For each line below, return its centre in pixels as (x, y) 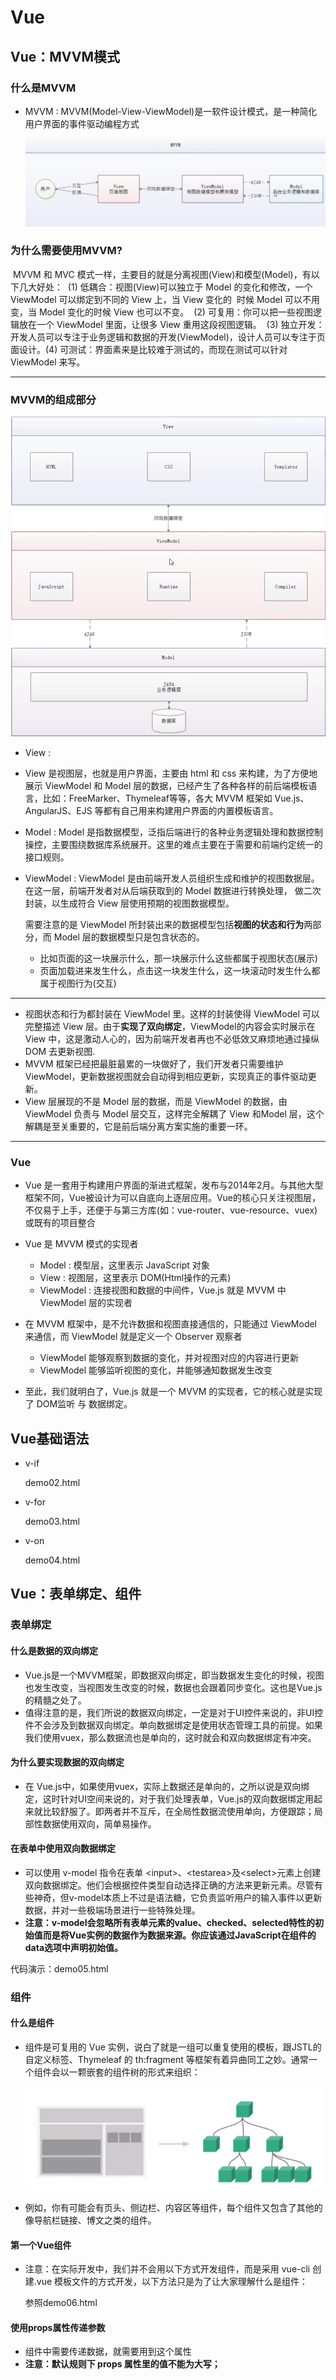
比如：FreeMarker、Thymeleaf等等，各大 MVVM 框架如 (157, 798)
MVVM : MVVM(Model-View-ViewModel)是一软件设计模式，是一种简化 (171, 111)
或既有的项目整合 (60, 1223)
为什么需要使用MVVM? (66, 251)
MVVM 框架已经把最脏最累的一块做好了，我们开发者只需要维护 (154, 1063)
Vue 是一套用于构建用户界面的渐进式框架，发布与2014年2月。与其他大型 (174, 1185)
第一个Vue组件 (41, 2245)
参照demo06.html (61, 2303)
